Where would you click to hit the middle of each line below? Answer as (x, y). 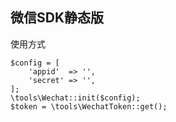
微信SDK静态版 (57, 18)
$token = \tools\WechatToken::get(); (89, 106)
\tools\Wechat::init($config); (75, 98)
